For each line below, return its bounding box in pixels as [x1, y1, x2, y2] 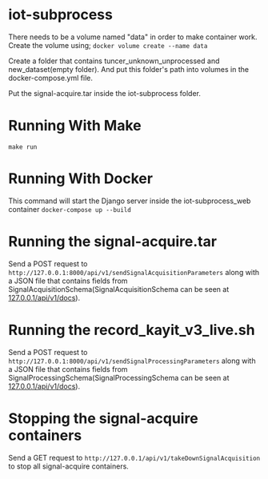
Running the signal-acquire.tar [8, 233, 218, 250]
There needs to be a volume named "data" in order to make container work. [8, 32, 258, 42]
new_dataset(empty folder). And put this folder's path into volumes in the [8, 64, 250, 74]
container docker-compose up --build [8, 204, 132, 214]
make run [8, 142, 38, 151]
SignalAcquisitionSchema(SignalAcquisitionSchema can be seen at [8, 284, 230, 293]
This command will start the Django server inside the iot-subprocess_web [8, 196, 251, 206]
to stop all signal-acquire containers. [8, 461, 130, 471]
